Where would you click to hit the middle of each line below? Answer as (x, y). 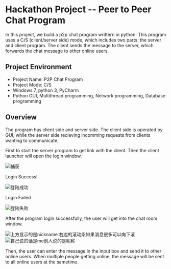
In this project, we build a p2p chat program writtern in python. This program (86, 34)
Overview (21, 117)
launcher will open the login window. (44, 156)
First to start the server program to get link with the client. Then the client (82, 150)
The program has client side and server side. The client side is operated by (84, 130)
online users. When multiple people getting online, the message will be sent (85, 256)
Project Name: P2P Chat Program (48, 79)
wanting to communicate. (32, 140)
